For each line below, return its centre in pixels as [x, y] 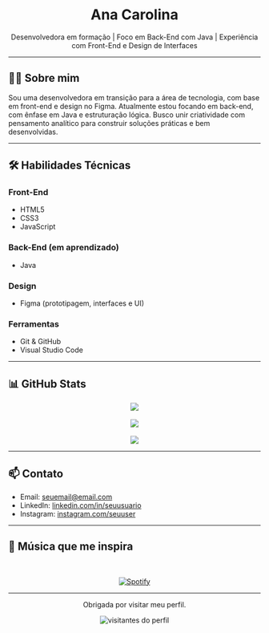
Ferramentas [34, 324]
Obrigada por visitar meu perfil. [134, 604]
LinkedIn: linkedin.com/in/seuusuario [80, 505]
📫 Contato [36, 474]
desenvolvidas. [33, 132]
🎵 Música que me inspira [71, 547]
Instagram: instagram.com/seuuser [78, 513]
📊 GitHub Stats [47, 384]
